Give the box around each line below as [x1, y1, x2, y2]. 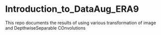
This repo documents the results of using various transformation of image [5, 20, 157, 26]
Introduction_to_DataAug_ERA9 [5, 3, 139, 15]
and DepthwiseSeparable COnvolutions [5, 25, 86, 31]
